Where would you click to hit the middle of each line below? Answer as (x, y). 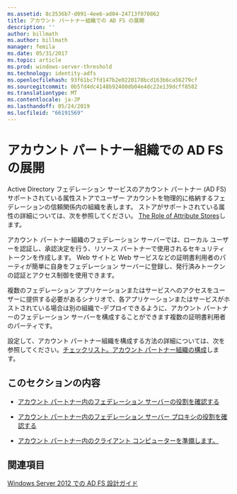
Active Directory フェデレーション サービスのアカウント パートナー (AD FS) (117, 189)
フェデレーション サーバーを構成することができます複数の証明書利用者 (123, 317)
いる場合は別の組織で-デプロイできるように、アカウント (120, 308)
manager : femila (31, 47)
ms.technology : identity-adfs (52, 73)
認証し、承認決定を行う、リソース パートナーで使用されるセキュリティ (122, 248)
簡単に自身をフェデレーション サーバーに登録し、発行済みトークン (128, 266)
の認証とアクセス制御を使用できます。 (63, 275)
